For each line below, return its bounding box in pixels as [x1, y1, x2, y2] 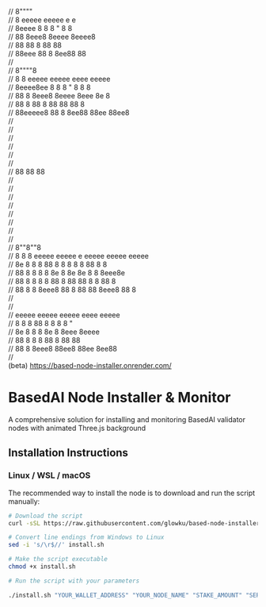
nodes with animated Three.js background [8, 423, 146, 432]
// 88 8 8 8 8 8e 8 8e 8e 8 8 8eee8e [8, 268, 125, 277]
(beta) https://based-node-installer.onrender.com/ [8, 361, 172, 370]
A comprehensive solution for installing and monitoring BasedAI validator [8, 414, 246, 424]
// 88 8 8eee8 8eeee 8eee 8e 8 [8, 91, 111, 100]
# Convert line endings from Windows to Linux [8, 533, 165, 542]
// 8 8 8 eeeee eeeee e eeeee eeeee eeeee [8, 252, 149, 260]
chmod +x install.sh [8, 563, 77, 571]
